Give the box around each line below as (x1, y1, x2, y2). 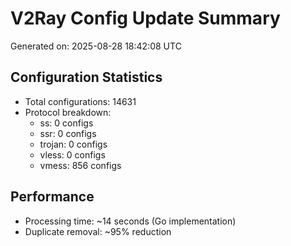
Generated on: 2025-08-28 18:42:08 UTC (10, 40, 182, 52)
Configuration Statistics (10, 69, 163, 86)
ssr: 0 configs (39, 127, 97, 139)
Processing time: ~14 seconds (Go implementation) (24, 215, 237, 227)
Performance (10, 188, 95, 206)
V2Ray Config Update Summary (10, 7, 281, 30)
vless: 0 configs (39, 148, 106, 161)
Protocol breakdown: (24, 106, 112, 118)
